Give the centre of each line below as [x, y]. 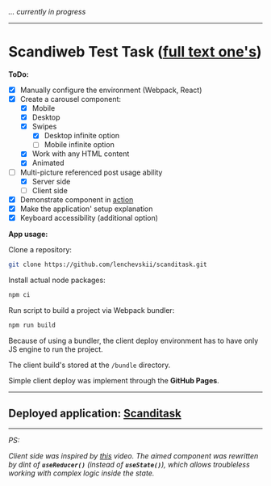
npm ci [19, 294]
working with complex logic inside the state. [81, 473]
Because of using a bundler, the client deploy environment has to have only [133, 340]
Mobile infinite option [79, 145]
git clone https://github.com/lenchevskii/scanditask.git [108, 264]
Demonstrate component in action [77, 199]
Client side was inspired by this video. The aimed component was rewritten [133, 456]
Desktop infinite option [82, 136]
